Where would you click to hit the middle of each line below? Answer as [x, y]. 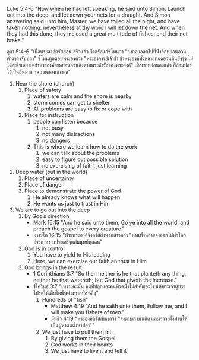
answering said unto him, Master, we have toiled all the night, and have [93, 21]
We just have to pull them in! [77, 332]
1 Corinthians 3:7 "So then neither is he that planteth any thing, [110, 274]
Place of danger [44, 184]
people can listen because [65, 121]
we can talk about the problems [80, 153]
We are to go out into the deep [53, 210]
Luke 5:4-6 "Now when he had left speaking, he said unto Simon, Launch [96, 9]
